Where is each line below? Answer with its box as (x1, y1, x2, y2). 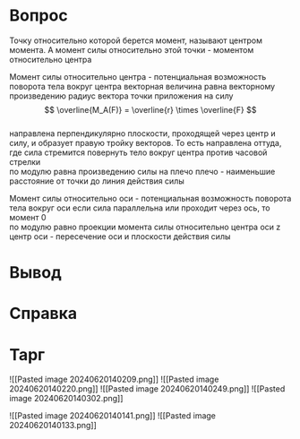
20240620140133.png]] (9, 420, 97, 431)
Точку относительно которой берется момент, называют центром (9, 35, 262, 46)
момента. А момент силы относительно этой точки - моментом (9, 44, 254, 55)
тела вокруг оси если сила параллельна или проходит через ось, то (9, 202, 270, 213)
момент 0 (9, 211, 47, 222)
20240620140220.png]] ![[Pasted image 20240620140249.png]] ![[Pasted (9, 383, 286, 394)
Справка (9, 304, 78, 323)
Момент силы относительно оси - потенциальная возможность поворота (9, 193, 292, 203)
